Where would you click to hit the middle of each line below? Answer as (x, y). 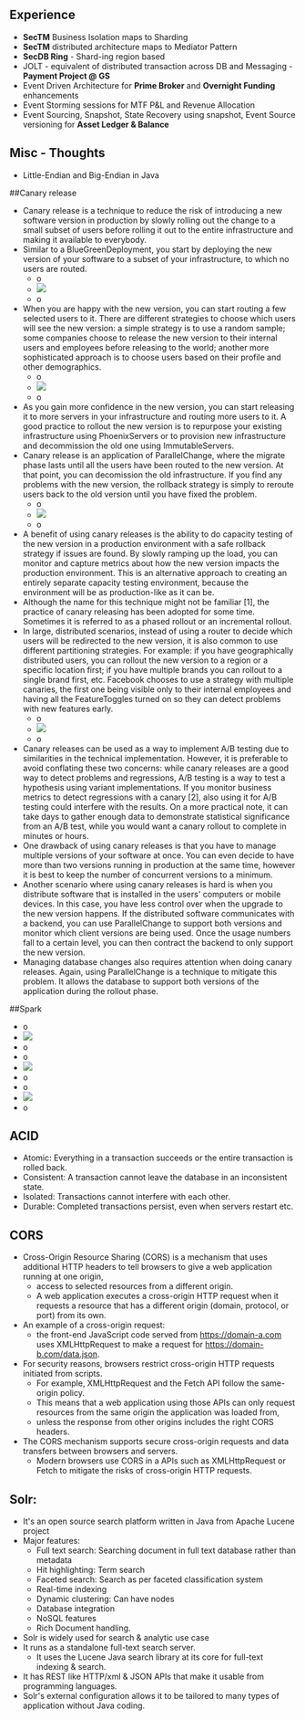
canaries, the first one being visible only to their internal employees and (157, 689)
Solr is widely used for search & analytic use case (116, 1638)
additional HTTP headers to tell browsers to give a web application (147, 1267)
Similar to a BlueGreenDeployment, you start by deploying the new (147, 249)
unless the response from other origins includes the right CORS (155, 1422)
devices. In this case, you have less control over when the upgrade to (153, 904)
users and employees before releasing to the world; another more (146, 347)
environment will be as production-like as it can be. (118, 592)
